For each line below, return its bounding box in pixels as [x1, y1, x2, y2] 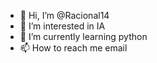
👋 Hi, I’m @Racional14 [19, 10, 110, 21]
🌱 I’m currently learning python [19, 31, 148, 42]
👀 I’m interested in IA [19, 20, 106, 32]
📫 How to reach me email [19, 42, 128, 54]
